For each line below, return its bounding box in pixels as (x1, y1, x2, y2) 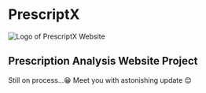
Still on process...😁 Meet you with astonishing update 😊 (8, 75, 193, 84)
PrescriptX (8, 6, 80, 24)
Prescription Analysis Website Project (8, 54, 198, 68)
